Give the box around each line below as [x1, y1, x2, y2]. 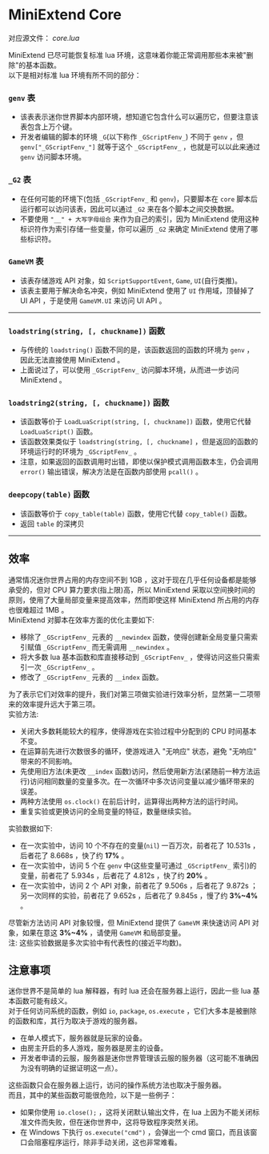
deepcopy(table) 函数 [8, 489, 90, 500]
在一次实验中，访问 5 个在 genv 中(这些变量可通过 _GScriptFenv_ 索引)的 [19, 860, 257, 870]
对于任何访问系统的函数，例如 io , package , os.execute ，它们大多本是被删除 [8, 1006, 257, 1016]
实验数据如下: [8, 824, 54, 833]
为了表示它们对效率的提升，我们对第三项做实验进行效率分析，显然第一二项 [8, 689, 254, 698]
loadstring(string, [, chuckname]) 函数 [8, 325, 166, 336]
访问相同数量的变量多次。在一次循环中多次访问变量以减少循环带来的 [29, 776, 255, 786]
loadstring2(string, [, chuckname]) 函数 [8, 397, 170, 408]
